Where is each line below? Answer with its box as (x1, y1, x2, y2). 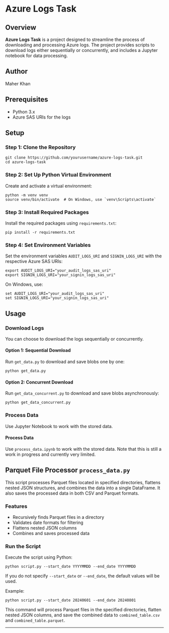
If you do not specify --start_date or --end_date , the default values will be (5, 573, 160, 579)
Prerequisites (5, 95, 48, 104)
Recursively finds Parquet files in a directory (12, 514, 105, 520)
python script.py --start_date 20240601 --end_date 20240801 (5, 598, 136, 603)
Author (5, 67, 28, 76)
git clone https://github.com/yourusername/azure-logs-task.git (5, 155, 143, 161)
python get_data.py (5, 368, 46, 374)
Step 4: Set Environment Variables (5, 241, 91, 248)
